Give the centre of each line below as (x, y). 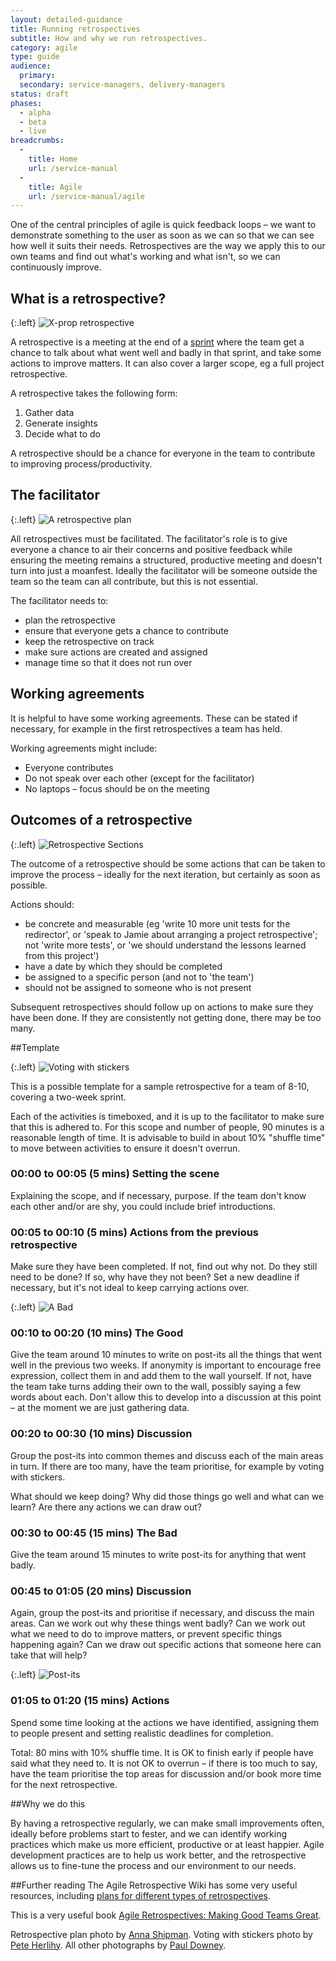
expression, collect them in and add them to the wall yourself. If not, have (161, 1376)
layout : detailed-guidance (66, 19)
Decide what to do (62, 434)
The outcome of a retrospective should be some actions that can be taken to (168, 863)
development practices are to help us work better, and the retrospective (158, 1855)
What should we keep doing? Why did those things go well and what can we (167, 1496)
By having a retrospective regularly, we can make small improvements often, (167, 1823)
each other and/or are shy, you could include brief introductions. (143, 1206)
